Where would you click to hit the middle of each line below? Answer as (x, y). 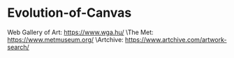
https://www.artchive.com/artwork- (176, 39)
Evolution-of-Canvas (70, 13)
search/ (18, 47)
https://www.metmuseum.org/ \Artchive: (65, 39)
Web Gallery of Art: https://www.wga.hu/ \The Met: (80, 32)
